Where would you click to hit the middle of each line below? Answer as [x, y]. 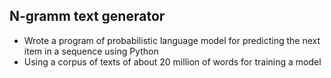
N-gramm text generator [87, 16]
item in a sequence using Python [91, 51]
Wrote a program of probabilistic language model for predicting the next [172, 40]
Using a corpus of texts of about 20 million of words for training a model [172, 61]
